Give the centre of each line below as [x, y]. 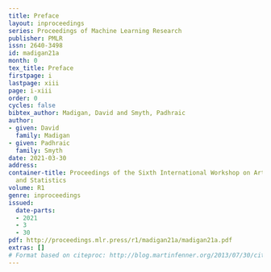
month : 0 [23, 61]
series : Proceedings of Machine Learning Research [95, 31]
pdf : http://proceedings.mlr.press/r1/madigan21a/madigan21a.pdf [120, 241]
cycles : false [32, 105]
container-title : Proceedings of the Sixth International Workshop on [129, 173]
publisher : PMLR [35, 38]
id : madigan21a [34, 53]
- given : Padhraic [39, 143]
